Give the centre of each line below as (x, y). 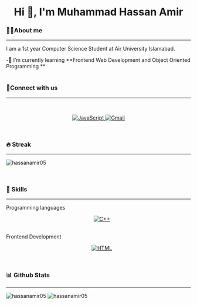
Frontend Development (34, 237)
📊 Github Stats (28, 275)
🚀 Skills (17, 189)
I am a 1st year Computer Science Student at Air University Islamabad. (91, 49)
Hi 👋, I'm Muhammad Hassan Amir (98, 12)
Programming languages (36, 208)
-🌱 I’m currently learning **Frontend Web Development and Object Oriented (98, 60)
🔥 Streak (18, 144)
